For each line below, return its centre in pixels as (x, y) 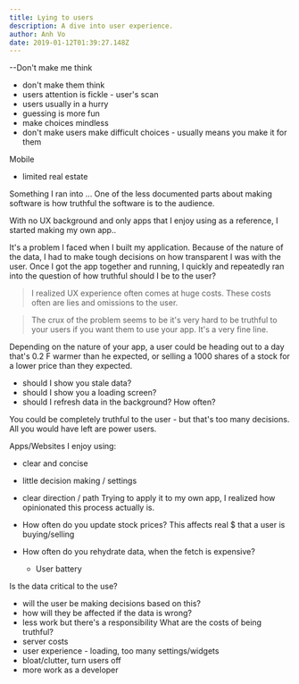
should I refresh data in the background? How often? (119, 402)
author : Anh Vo (37, 34)
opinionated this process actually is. (88, 508)
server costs (45, 642)
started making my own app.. (63, 230)
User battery (58, 569)
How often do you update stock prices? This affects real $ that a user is (154, 525)
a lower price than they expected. (71, 366)
